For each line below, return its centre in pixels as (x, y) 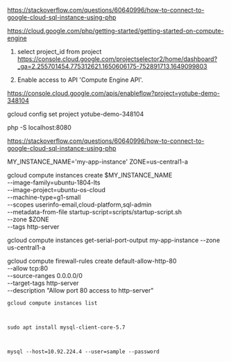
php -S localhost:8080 (39, 127)
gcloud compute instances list (52, 303)
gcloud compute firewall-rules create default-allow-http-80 (92, 261)
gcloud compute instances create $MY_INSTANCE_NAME (90, 175)
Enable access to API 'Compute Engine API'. (80, 80)
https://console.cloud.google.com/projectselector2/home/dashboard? (117, 59)
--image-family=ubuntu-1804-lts (54, 182)
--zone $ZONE (28, 219)
